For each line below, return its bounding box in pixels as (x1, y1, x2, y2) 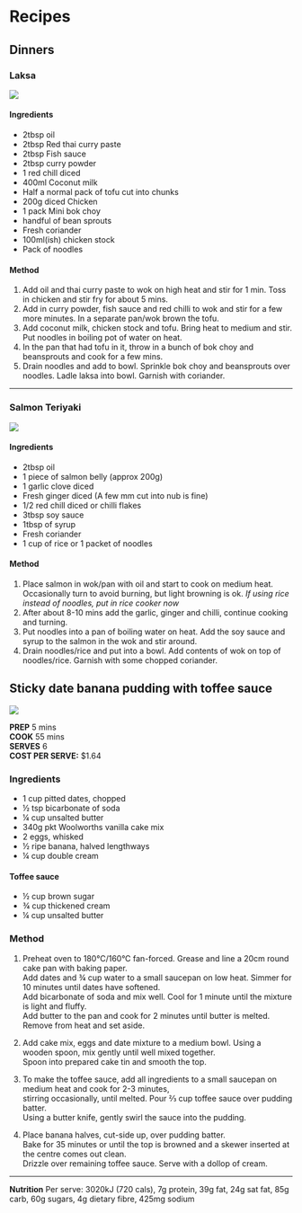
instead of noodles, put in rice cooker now (22, 598, 180, 608)
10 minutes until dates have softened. (22, 981, 161, 992)
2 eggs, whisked (22, 831, 84, 842)
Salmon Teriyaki (9, 402, 82, 414)
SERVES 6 (9, 740, 48, 751)
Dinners (9, 42, 55, 58)
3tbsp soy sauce (22, 509, 84, 520)
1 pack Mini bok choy (22, 206, 102, 217)
